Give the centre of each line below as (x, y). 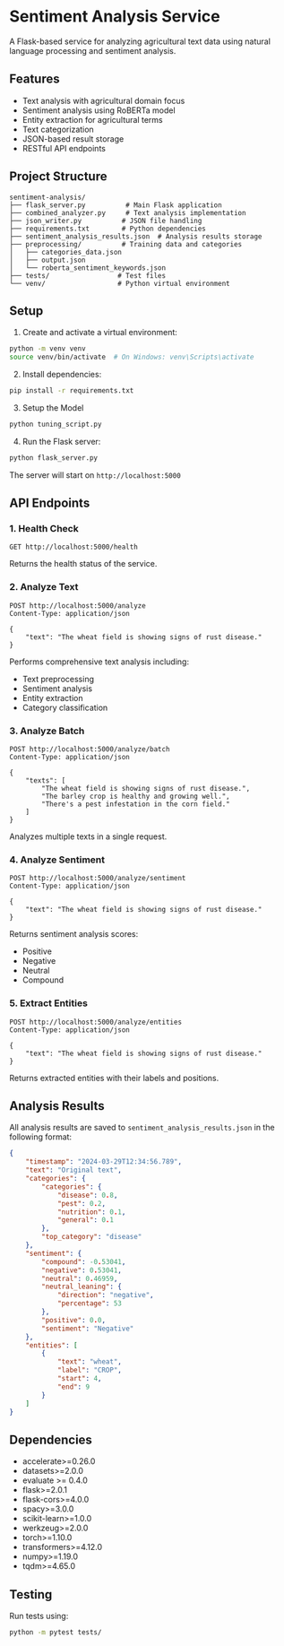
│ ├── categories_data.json (66, 252)
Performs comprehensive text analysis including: (99, 662)
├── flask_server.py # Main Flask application (116, 205)
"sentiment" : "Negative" (88, 1329)
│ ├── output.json (48, 260)
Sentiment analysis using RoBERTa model (99, 110)
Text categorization (58, 129)
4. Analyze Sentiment (57, 860)
